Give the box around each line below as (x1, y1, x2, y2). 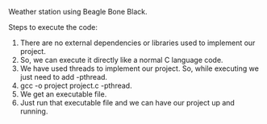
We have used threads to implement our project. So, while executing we (19, 64, 260, 73)
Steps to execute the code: (8, 23, 98, 31)
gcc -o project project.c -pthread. (19, 81, 132, 90)
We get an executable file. (19, 89, 107, 99)
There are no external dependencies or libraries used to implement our (19, 38, 256, 48)
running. (19, 106, 48, 116)
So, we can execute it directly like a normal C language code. (19, 56, 223, 64)
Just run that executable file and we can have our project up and (19, 98, 236, 107)
